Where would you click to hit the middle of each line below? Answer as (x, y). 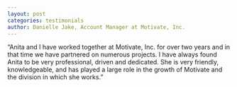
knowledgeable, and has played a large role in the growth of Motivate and (115, 70)
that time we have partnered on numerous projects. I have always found (112, 54)
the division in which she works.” (55, 77)
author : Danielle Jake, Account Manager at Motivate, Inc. (97, 27)
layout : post (27, 14)
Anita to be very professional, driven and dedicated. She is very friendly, (113, 62)
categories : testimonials (45, 21)
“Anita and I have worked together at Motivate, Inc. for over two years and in (119, 47)
